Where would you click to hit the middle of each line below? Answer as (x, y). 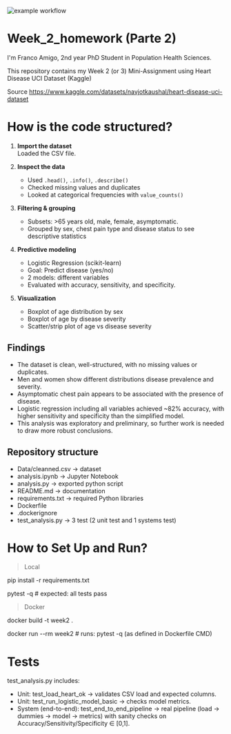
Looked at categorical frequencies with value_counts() (106, 195)
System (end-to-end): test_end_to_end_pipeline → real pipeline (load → (118, 709)
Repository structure (53, 452)
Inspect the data (41, 166)
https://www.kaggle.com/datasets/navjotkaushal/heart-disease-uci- (125, 91)
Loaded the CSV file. (47, 153)
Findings (27, 348)
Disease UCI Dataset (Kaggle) (49, 78)
